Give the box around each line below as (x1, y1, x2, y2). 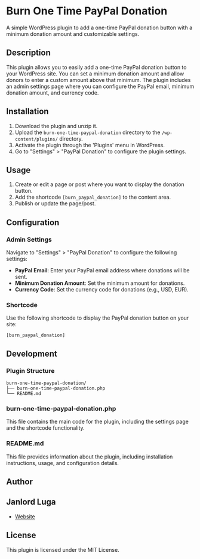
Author (6, 477, 33, 487)
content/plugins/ (14, 136, 59, 142)
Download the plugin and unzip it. (14, 122, 98, 129)
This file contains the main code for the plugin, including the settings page (6, 418, 189, 426)
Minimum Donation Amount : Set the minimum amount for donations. (14, 279, 185, 287)
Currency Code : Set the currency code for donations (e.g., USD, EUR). (14, 286, 189, 293)
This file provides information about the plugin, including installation (6, 453, 173, 460)
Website (14, 513, 36, 520)
